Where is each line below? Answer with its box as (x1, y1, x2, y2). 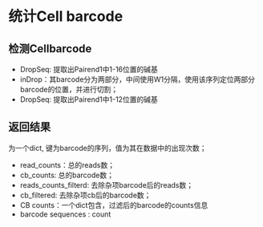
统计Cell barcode (8, 7, 123, 26)
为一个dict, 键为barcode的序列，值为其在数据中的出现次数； (8, 143, 207, 152)
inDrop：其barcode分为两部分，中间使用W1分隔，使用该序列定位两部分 (19, 75, 255, 84)
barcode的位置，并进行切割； (19, 85, 119, 94)
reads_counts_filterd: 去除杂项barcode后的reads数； (19, 180, 194, 189)
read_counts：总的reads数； (19, 160, 115, 169)
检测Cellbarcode (8, 42, 92, 55)
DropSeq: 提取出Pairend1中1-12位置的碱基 (19, 95, 158, 104)
